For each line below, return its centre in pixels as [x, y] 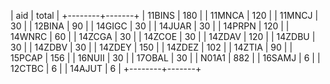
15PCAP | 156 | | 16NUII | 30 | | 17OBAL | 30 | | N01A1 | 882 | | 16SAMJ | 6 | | [165, 58]
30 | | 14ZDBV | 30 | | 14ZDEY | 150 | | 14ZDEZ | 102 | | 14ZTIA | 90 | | [151, 47]
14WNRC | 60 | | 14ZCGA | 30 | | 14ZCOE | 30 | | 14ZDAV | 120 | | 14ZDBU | [163, 36]
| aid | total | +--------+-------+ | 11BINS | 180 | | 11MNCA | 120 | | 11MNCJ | [164, 15]
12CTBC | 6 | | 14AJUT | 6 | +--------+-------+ [106, 68]
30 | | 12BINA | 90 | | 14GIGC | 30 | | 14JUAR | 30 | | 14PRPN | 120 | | [150, 26]
